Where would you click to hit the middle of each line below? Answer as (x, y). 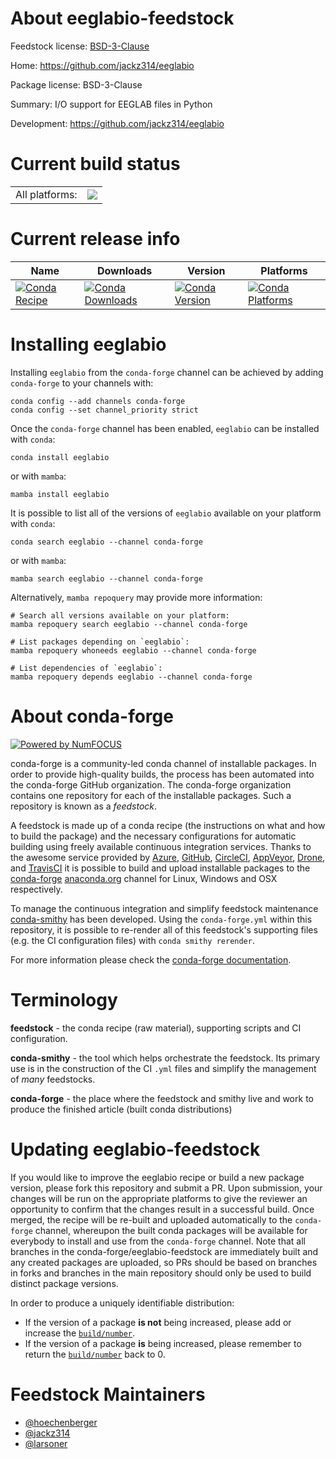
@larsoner (46, 1443)
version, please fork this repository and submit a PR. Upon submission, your (166, 1188)
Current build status (95, 164)
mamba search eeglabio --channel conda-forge (106, 578)
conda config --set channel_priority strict (104, 410)
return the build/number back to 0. (95, 1354)
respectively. (36, 889)
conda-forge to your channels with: (82, 383)
